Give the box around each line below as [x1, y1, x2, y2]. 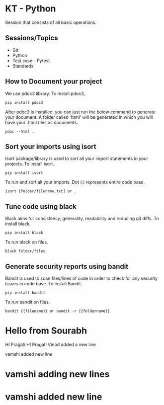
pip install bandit [5, 290, 46, 295]
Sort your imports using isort [5, 142, 97, 151]
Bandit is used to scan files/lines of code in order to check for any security [5, 275, 158, 281]
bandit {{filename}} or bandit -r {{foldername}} [5, 309, 110, 314]
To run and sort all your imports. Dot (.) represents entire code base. [5, 179, 145, 185]
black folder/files [5, 249, 46, 254]
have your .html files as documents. [5, 119, 79, 125]
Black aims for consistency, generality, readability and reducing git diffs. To [5, 216, 159, 222]
